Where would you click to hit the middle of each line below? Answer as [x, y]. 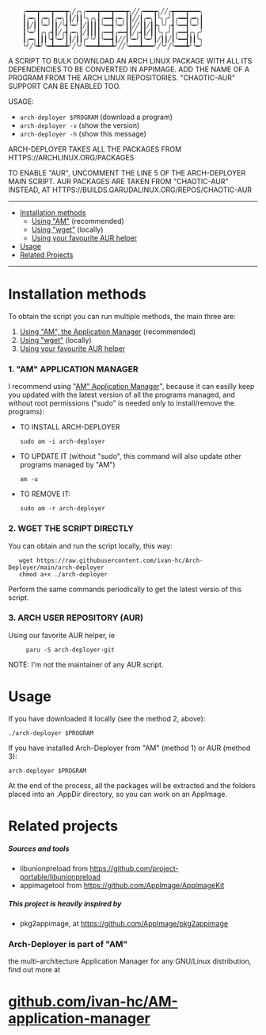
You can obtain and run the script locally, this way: [90, 546]
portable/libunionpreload [60, 876]
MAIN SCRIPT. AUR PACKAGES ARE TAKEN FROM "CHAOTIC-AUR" [118, 181]
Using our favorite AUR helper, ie [62, 635]
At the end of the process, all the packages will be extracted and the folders [132, 785]
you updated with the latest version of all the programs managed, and [122, 395]
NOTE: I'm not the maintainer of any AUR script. [86, 664]
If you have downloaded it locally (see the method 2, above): [107, 718]
